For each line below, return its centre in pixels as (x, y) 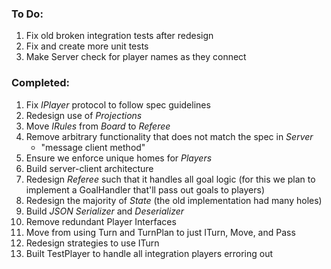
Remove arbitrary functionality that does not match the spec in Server (169, 136)
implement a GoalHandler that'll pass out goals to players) (145, 189)
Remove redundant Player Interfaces (101, 221)
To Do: (27, 14)
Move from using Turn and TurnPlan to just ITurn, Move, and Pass (160, 232)
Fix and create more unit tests (87, 46)
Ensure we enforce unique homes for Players (119, 158)
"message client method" (93, 147)
